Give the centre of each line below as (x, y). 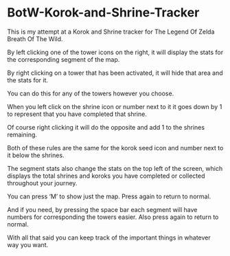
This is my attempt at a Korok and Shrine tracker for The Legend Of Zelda (111, 32)
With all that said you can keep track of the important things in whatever (109, 237)
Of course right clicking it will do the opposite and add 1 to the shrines (106, 127)
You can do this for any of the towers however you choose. (91, 93)
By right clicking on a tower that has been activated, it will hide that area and (115, 73)
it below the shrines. (36, 155)
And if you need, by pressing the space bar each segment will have (102, 209)
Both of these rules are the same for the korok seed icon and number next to (115, 148)
